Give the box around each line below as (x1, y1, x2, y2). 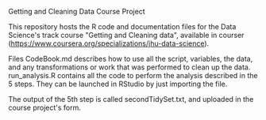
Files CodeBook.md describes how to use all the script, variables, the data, (8, 54, 253, 63)
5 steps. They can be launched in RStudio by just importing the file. (8, 79, 228, 88)
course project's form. (8, 103, 82, 112)
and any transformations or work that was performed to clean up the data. (8, 62, 251, 72)
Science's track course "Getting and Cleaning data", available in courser (8, 31, 245, 39)
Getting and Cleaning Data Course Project (8, 7, 145, 16)
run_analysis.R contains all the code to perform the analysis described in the (8, 71, 258, 80)
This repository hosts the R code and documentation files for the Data (8, 22, 237, 31)
